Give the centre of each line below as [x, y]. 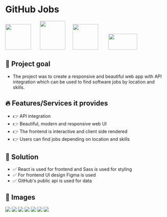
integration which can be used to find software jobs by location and [83, 82]
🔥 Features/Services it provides [57, 103]
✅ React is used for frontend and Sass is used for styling [72, 169]
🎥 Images [20, 197]
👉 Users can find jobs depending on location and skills [71, 139]
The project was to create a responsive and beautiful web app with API [87, 76]
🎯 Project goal [28, 64]
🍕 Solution [22, 157]
